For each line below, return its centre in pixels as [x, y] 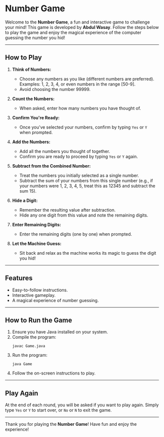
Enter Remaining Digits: [36, 224]
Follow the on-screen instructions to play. [54, 373]
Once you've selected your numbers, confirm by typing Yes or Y [83, 127]
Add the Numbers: [31, 142]
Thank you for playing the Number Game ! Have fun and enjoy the [71, 424]
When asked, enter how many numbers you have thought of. [80, 108]
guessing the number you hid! [35, 38]
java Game [22, 364]
